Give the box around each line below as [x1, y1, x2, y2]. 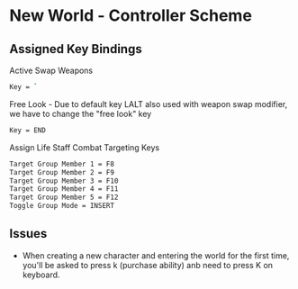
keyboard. [22, 269, 60, 280]
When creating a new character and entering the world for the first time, [22, 249, 290, 261]
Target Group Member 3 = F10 [9, 176, 119, 185]
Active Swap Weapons [9, 65, 94, 76]
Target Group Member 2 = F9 [9, 167, 115, 176]
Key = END [9, 125, 47, 135]
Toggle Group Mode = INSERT [9, 202, 115, 211]
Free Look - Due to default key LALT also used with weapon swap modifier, [9, 98, 288, 109]
